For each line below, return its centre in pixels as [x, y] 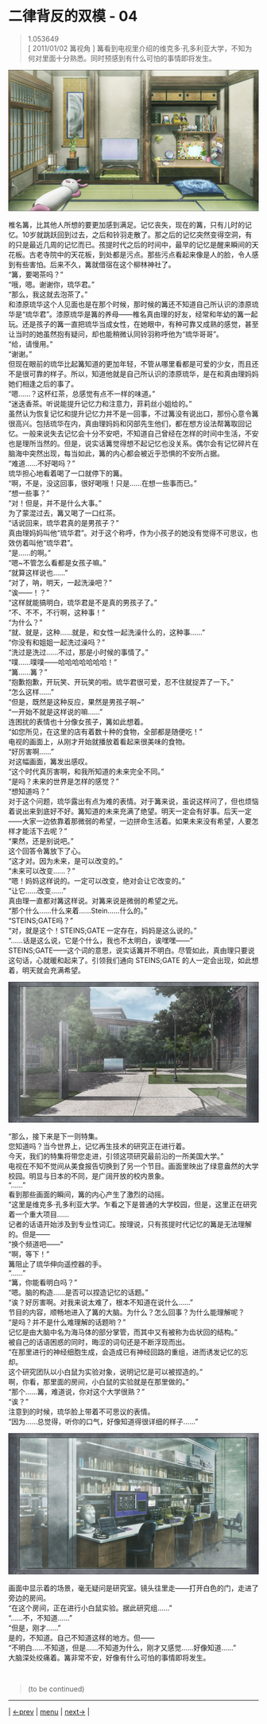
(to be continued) [56, 1689]
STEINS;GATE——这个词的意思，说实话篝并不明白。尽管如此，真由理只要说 [132, 950]
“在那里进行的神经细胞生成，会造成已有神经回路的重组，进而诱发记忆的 [125, 1352]
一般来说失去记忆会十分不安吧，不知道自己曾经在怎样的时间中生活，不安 [140, 433]
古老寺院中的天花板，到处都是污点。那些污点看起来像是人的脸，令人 [140, 254]
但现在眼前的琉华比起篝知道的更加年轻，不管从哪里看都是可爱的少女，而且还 [133, 363]
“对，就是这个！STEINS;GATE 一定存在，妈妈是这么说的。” [103, 930]
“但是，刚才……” [35, 1628]
